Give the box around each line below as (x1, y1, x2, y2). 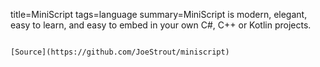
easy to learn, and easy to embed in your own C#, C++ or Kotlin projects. (10, 19, 312, 31)
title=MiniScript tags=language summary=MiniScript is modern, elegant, (10, 9, 308, 20)
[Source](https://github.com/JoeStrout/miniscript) (10, 47, 230, 57)
